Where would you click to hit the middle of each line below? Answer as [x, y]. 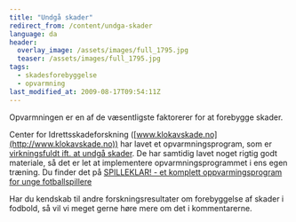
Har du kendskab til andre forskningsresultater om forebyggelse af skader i [147, 198]
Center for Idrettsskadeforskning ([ [73, 134]
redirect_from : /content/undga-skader [81, 26]
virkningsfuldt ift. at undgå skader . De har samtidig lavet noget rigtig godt [144, 153]
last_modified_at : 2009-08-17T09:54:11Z [85, 91]
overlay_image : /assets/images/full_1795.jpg [103, 51]
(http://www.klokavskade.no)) [64, 144]
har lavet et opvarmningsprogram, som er [196, 144]
